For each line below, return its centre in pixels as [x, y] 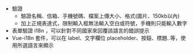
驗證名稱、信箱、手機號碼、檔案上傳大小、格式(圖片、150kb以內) [100, 16]
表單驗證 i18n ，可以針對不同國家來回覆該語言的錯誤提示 [80, 31]
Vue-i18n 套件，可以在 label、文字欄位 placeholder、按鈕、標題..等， [96, 38]
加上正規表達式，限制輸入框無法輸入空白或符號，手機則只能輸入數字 [104, 23]
